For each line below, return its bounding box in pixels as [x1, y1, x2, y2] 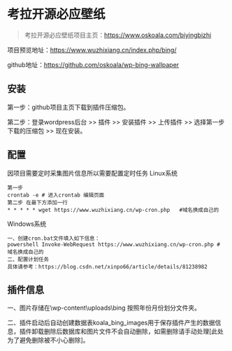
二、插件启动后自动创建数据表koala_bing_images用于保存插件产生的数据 [7, 319, 215, 327]
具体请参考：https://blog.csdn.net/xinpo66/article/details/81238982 [7, 263, 208, 270]
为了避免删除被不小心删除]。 [7, 336, 89, 345]
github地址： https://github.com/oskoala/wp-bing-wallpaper [7, 60, 180, 69]
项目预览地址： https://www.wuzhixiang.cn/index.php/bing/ [7, 45, 177, 54]
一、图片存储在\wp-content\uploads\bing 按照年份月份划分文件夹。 [7, 303, 201, 312]
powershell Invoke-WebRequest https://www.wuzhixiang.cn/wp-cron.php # [7, 241, 220, 248]
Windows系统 [7, 220, 47, 228]
